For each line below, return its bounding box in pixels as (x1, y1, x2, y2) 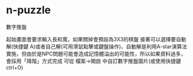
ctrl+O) (6, 64, 23, 71)
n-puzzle (6, 3, 51, 17)
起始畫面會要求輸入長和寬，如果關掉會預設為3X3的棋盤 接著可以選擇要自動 (6, 35, 187, 42)
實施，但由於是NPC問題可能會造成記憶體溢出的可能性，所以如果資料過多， (6, 50, 186, 57)
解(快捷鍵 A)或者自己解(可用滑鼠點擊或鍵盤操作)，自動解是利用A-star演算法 (6, 43, 187, 50)
